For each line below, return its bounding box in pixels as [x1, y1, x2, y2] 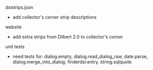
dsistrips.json [5, 5, 33, 10]
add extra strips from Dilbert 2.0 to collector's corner [12, 34, 123, 40]
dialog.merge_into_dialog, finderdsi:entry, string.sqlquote [12, 59, 132, 65]
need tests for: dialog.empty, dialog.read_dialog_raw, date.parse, [12, 53, 148, 59]
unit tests [5, 44, 25, 50]
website [5, 24, 22, 30]
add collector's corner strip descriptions [12, 14, 97, 20]
